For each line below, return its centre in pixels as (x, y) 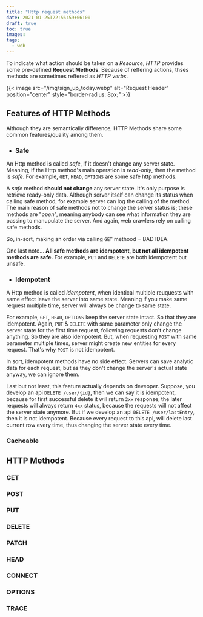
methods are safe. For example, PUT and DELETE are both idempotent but (96, 257)
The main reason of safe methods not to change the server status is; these (99, 207)
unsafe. (16, 263)
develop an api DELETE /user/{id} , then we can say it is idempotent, (91, 392)
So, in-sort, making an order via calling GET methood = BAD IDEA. (88, 239)
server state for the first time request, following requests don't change (94, 330)
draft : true (21, 23)
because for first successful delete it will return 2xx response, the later (94, 399)
